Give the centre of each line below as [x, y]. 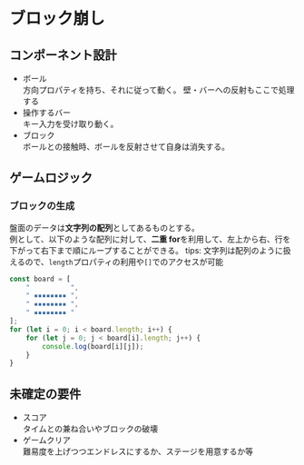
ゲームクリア [46, 440]
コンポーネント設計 [63, 55]
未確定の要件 [45, 394]
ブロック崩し [58, 19]
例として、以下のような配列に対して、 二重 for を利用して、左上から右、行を [150, 239]
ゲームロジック [51, 178]
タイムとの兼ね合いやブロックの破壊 [90, 429]
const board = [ [40, 279]
